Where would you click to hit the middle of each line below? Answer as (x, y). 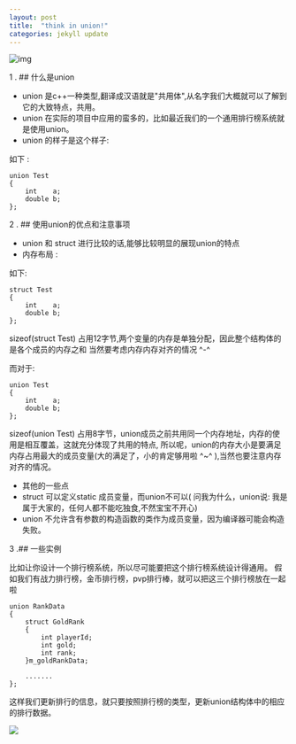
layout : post (33, 17)
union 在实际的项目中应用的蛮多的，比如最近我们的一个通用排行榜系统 (149, 118)
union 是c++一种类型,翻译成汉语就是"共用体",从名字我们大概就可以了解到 (154, 96)
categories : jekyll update (59, 34)
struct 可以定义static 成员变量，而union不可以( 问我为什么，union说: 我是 (155, 497)
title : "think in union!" (59, 26)
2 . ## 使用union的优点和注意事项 (70, 225)
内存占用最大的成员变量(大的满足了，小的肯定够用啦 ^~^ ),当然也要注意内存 (145, 456)
